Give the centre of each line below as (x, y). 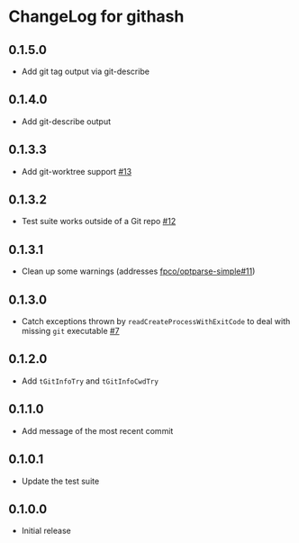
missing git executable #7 (70, 331)
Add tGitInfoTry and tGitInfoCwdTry (90, 381)
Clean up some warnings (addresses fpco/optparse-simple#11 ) (138, 271)
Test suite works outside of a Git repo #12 (99, 222)
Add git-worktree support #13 (77, 171)
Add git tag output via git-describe (86, 71)
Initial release (46, 531)
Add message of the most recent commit (97, 430)
